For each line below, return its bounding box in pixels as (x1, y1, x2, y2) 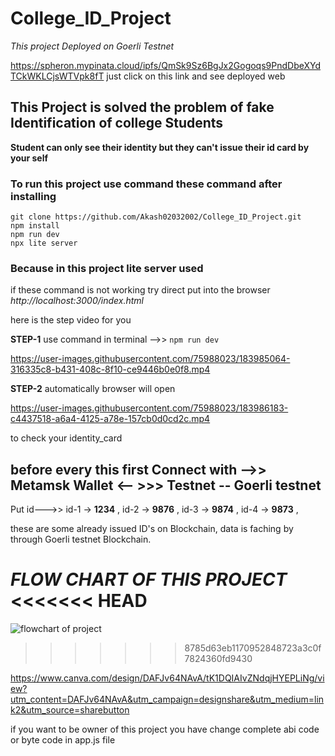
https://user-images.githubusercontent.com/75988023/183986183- (10, 402, 289, 414)
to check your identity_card (10, 432, 123, 444)
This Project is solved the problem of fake (10, 99, 275, 116)
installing (10, 189, 57, 203)
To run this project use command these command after (10, 177, 283, 191)
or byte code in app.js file (10, 734, 116, 746)
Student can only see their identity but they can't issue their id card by (10, 141, 310, 153)
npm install (10, 221, 60, 231)
